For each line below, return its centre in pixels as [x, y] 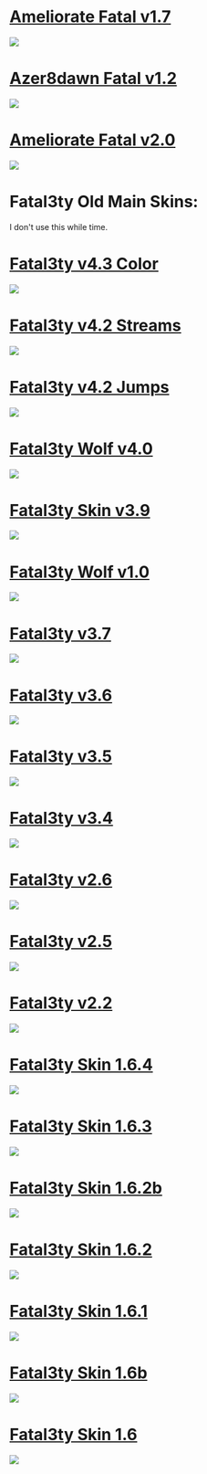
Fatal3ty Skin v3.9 [80, 510]
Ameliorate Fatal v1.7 [90, 17]
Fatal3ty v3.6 [61, 695]
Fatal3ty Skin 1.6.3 [81, 1127]
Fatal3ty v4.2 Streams [96, 325]
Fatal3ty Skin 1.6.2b [86, 1188]
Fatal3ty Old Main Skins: [104, 202]
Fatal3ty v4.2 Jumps [89, 387]
